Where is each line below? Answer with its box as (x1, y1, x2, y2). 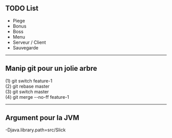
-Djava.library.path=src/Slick (5, 127, 66, 133)
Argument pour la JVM (5, 114, 79, 122)
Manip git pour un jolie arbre (5, 64, 97, 73)
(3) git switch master (5, 89, 49, 95)
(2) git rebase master (5, 83, 50, 89)
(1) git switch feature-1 (5, 77, 53, 84)
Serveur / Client (12, 39, 46, 45)
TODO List (5, 4, 38, 13)
